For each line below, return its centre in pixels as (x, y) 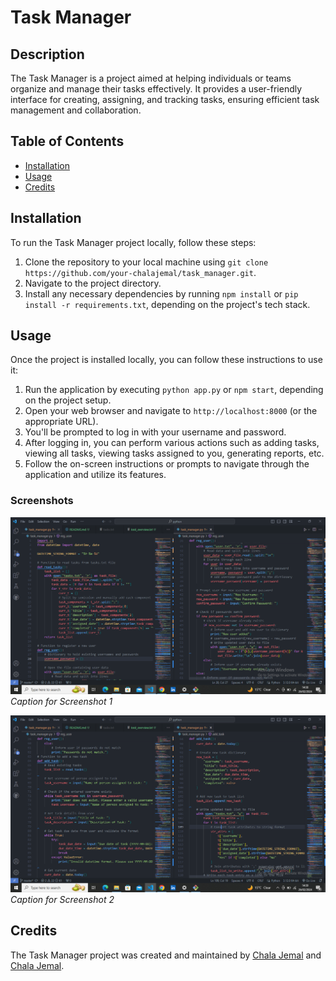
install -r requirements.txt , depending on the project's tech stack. (167, 304)
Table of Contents (67, 141)
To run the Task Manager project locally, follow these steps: (133, 242)
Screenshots (42, 501)
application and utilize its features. (95, 475)
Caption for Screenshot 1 (61, 701)
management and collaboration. (76, 110)
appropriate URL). (61, 422)
